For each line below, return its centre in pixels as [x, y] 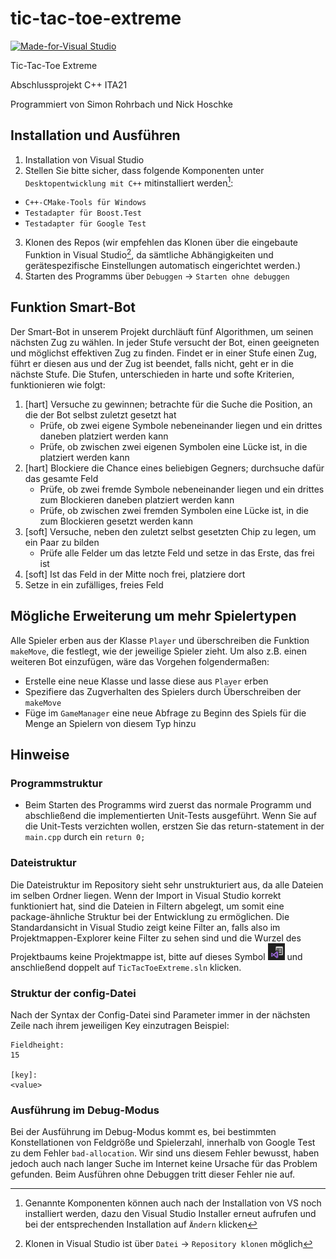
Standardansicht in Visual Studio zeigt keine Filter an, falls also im [145, 927]
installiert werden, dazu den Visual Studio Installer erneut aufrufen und [170, 1214]
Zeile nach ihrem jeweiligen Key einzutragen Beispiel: [120, 1025]
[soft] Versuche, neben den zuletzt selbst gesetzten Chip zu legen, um [170, 531]
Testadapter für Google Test [85, 224]
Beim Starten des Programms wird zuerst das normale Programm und [168, 805]
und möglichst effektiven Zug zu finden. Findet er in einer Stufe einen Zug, [163, 353]
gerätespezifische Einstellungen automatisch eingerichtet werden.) [163, 266]
